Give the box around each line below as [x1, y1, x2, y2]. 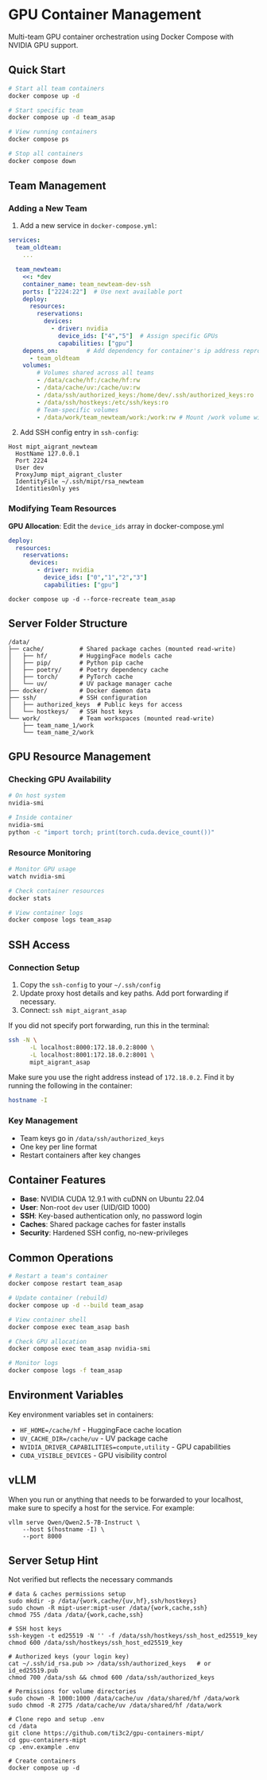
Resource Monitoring [8, 847, 91, 858]
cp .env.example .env [8, 1743, 80, 1751]
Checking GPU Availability [8, 774, 112, 785]
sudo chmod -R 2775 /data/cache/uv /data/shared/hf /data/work [8, 1701, 222, 1710]
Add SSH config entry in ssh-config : [19, 428, 139, 437]
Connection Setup [8, 962, 80, 973]
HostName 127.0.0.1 [15, 450, 80, 458]
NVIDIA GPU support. [8, 40, 79, 49]
